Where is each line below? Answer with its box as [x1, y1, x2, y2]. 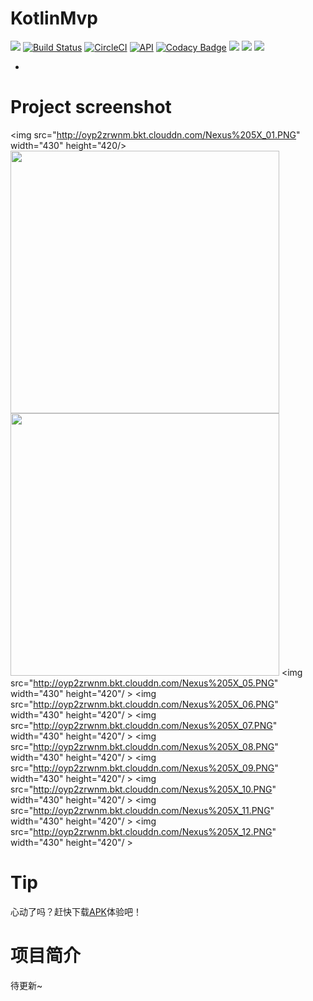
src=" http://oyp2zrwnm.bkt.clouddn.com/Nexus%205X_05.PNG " [10, 677, 279, 689]
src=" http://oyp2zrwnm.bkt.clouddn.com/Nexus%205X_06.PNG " [10, 698, 279, 710]
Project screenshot [10, 96, 172, 119]
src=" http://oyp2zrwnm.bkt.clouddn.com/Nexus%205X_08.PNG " [10, 740, 279, 752]
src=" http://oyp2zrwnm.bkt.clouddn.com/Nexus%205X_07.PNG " [10, 719, 278, 731]
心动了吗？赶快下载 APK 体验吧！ [10, 905, 143, 917]
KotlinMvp [10, 7, 98, 30]
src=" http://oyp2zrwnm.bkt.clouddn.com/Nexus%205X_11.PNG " [10, 804, 275, 816]
